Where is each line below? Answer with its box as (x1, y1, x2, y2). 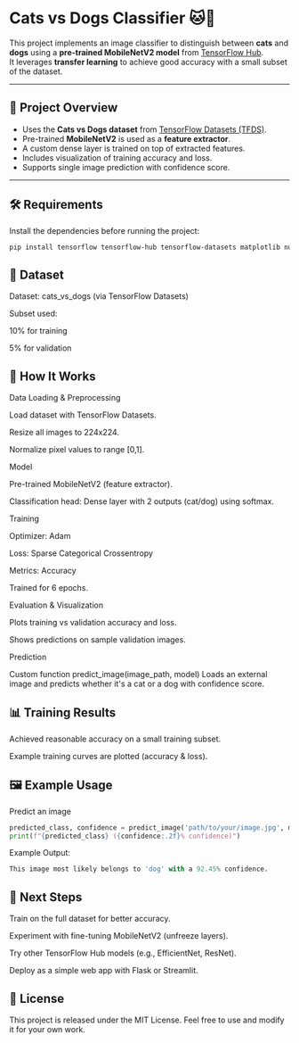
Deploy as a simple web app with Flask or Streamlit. (9, 965, 198, 976)
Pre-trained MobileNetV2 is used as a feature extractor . (21, 133, 231, 144)
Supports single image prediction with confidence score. (21, 161, 230, 172)
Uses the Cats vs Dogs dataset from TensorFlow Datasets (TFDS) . (21, 124, 267, 135)
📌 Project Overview (9, 100, 118, 115)
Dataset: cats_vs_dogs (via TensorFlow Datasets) (9, 291, 190, 302)
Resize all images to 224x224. (9, 427, 120, 438)
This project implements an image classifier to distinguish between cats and (9, 37, 289, 48)
